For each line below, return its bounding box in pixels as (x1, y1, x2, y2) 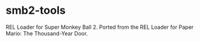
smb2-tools (5, 4, 66, 17)
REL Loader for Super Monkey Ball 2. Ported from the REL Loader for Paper (5, 23, 194, 31)
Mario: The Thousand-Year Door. (5, 29, 88, 37)
